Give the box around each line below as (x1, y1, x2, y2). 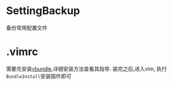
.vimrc (6, 45, 38, 59)
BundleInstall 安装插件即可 (6, 72, 72, 80)
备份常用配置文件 (6, 24, 48, 31)
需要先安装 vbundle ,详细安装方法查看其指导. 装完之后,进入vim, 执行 (6, 65, 167, 72)
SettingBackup (6, 4, 81, 18)
